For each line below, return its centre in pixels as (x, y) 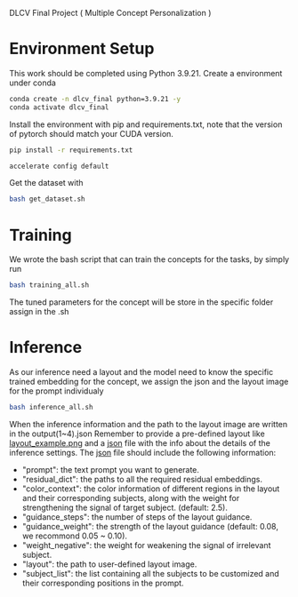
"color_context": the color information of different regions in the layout (151, 489)
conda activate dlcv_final (59, 107)
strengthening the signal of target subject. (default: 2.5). (125, 507)
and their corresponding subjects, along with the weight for (131, 497)
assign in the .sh (39, 312)
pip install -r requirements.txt (71, 150)
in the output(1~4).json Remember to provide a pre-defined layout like (137, 434)
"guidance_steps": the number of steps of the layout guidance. (137, 517)
